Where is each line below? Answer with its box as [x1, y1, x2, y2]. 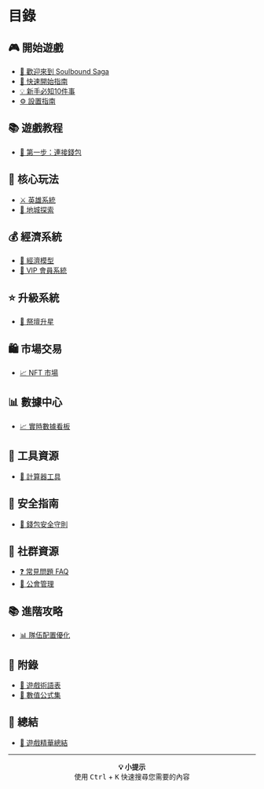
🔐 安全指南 [8, 497, 59, 510]
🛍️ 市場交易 [8, 342, 63, 355]
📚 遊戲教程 [8, 121, 64, 135]
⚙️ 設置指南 [19, 96, 57, 106]
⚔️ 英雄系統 [19, 194, 57, 205]
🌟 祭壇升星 [19, 317, 54, 327]
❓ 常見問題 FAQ [19, 567, 69, 576]
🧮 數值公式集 [19, 690, 61, 699]
